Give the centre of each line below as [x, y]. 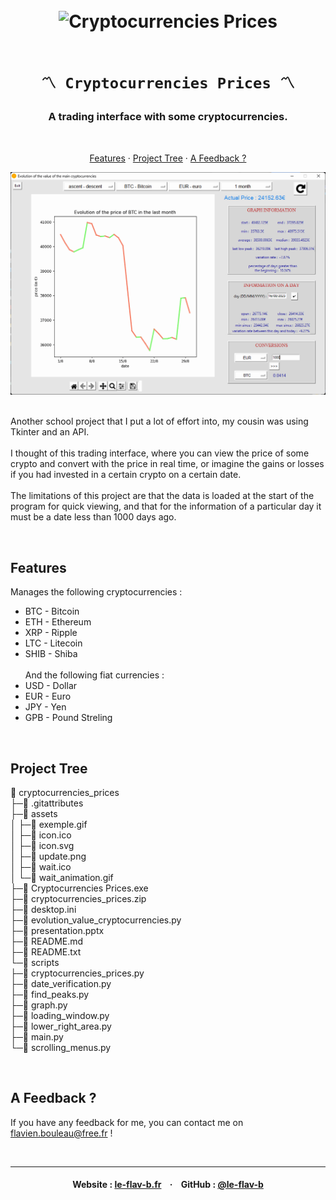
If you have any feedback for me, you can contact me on [127, 1122]
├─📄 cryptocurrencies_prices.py [77, 973]
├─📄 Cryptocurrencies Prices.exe [79, 888]
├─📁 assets [34, 814]
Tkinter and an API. [50, 432]
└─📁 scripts [35, 963]
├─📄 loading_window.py [60, 1016]
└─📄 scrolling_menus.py [61, 1048]
